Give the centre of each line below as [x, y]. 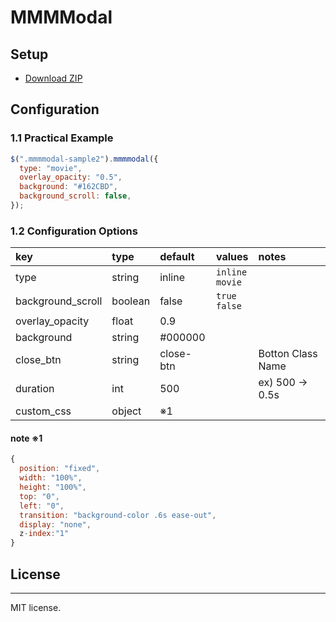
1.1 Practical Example [62, 138]
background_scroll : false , [75, 196]
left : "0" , [42, 506]
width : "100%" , [51, 478]
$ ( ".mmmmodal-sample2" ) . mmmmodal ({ [84, 159]
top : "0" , [39, 496]
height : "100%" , [53, 487]
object [126, 411]
